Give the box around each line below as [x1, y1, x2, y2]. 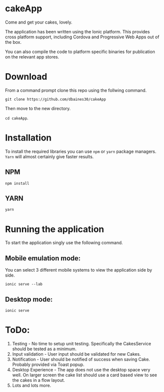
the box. [5, 39, 22, 45]
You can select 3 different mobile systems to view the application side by [5, 267, 153, 273]
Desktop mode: [5, 295, 53, 304]
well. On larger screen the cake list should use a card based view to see [12, 372, 158, 378]
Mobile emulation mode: [5, 254, 81, 262]
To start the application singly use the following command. [5, 240, 123, 246]
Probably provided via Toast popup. [12, 362, 85, 367]
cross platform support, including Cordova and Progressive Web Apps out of [5, 34, 160, 40]
